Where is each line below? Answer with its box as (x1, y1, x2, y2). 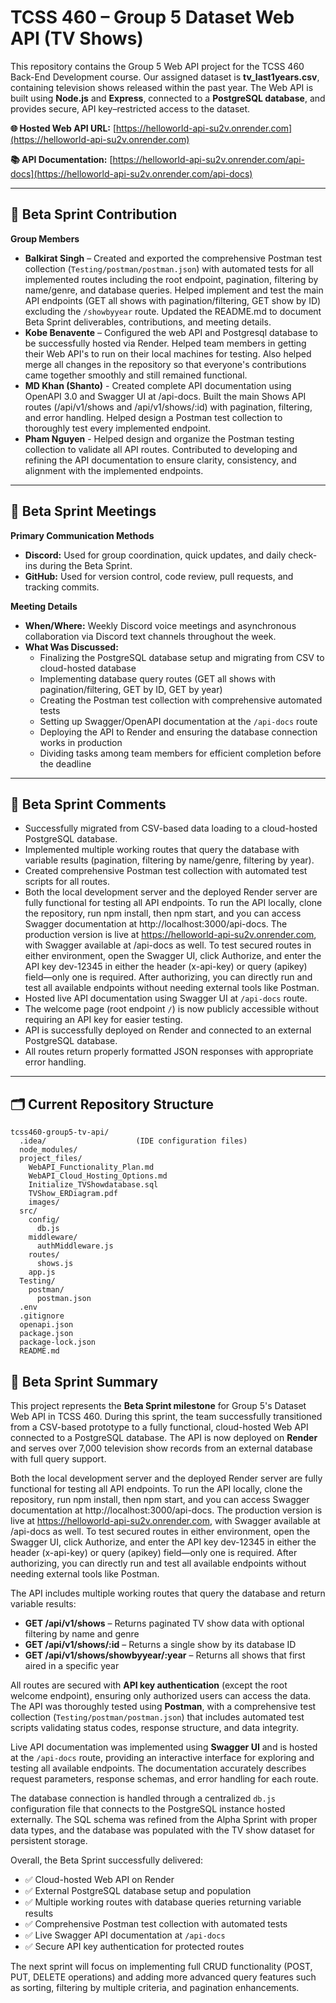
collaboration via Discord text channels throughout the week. (24, 630, 277, 642)
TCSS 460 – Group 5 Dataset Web (10, 6, 295, 29)
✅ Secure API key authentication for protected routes (24, 1941, 245, 1952)
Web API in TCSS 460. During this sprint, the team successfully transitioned (10, 1411, 323, 1422)
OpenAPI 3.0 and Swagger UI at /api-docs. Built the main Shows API (24, 390, 307, 402)
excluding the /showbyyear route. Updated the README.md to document (24, 305, 322, 317)
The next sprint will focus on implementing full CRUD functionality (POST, (10, 1961, 313, 1972)
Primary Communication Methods (10, 529, 155, 541)
